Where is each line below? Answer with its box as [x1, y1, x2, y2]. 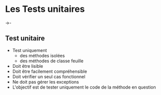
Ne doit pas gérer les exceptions [12, 79, 80, 85]
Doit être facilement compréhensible [12, 68, 87, 74]
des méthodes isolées [19, 52, 65, 58]
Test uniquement [12, 47, 47, 53]
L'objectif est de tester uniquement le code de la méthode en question [12, 84, 156, 90]
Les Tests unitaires [5, 3, 85, 15]
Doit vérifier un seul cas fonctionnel [12, 73, 85, 80]
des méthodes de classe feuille [19, 58, 83, 64]
